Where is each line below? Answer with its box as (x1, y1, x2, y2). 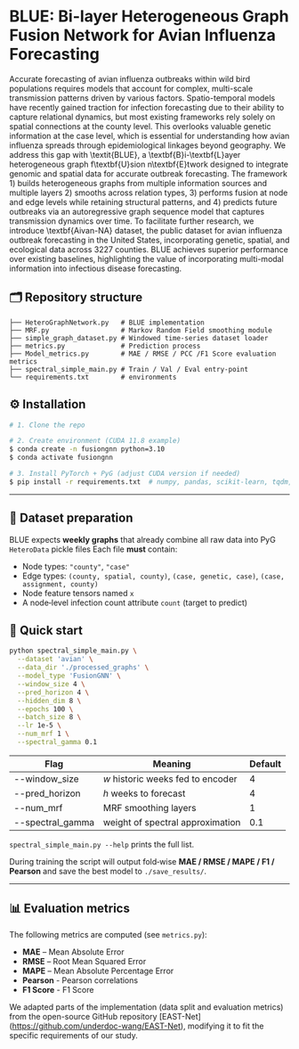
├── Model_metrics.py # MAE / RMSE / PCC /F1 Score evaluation (9, 349, 277, 358)
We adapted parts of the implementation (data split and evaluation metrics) (9, 1001, 284, 1012)
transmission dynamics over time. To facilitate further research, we (9, 216, 255, 226)
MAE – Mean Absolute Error (21, 947, 125, 957)
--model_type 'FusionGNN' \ (17, 671, 122, 681)
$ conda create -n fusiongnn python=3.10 (9, 445, 166, 454)
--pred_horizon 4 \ (17, 688, 90, 697)
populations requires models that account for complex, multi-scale (9, 83, 254, 94)
